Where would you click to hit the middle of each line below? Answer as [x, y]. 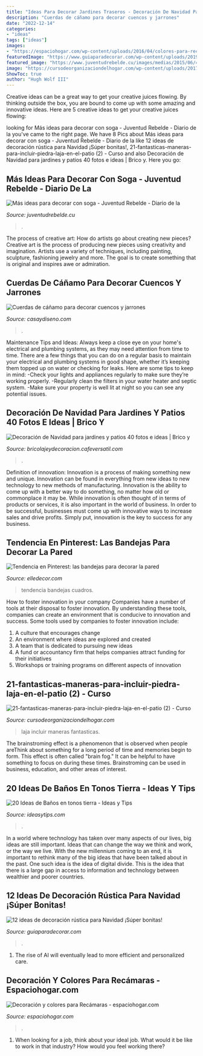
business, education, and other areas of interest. [67, 769]
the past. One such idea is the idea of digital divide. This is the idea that [95, 864]
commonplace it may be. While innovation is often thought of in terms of [96, 498]
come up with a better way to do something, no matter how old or [88, 491]
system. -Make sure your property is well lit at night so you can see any [95, 387]
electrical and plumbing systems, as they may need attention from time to [98, 348]
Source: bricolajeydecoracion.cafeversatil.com [65, 448]
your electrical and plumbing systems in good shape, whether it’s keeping [98, 362]
